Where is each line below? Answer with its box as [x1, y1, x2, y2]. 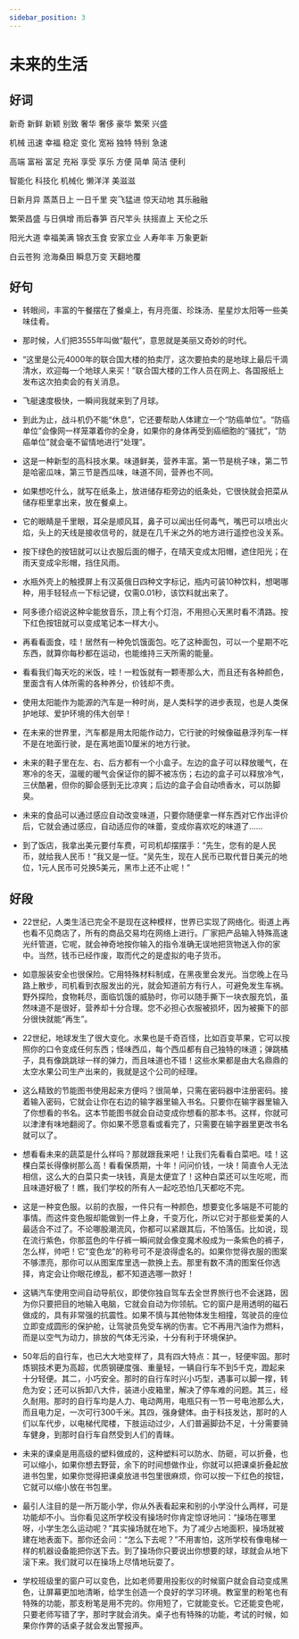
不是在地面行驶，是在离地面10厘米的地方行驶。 [21, 738, 195, 749]
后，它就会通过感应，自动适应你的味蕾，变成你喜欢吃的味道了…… [21, 821, 263, 832]
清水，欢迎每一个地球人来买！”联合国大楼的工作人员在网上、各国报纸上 [21, 366, 284, 376]
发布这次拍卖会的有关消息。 [21, 376, 125, 387]
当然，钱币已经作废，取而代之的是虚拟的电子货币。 [37, 950, 226, 961]
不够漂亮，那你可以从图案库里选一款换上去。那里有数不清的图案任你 [21, 1257, 273, 1268]
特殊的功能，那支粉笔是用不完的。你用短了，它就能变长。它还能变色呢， [21, 1598, 288, 1609]
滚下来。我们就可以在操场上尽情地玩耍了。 [21, 1557, 179, 1568]
